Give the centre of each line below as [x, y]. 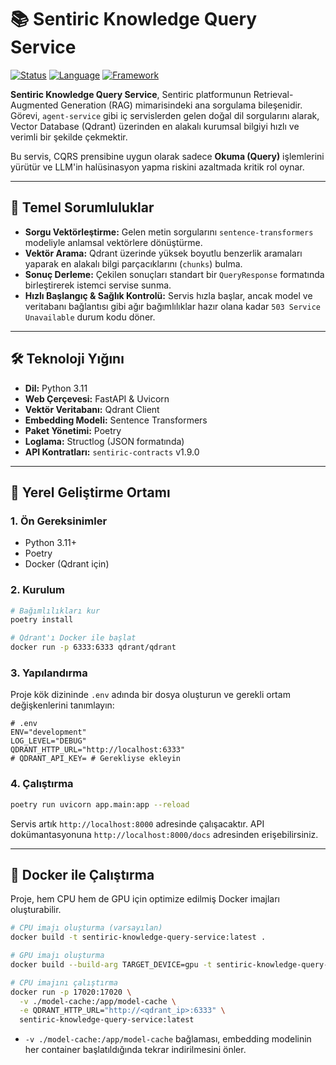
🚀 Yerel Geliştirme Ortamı [90, 492]
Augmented [34, 105]
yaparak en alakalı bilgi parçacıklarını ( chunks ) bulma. [133, 263]
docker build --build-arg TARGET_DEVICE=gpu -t [111, 964]
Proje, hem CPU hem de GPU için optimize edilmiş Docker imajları [145, 899]
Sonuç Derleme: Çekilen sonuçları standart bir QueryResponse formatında [174, 274]
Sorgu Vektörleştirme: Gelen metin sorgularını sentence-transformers [169, 232]
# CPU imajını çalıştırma [64, 982]
